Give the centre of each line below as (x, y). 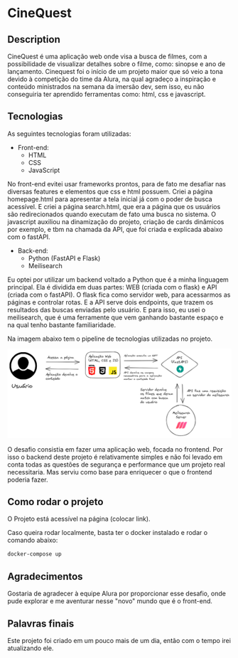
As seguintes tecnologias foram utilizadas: (69, 134)
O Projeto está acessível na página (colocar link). (79, 519)
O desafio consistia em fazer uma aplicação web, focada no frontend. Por (115, 449)
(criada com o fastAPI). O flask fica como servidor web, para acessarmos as (119, 294)
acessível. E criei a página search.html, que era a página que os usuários (114, 206)
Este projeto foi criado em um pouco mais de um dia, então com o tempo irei (119, 640)
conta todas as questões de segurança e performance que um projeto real (116, 465)
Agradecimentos (45, 577)
